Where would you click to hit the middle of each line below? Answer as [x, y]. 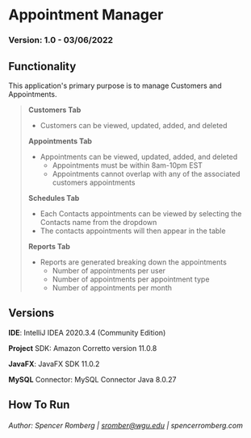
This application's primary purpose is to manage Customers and [115, 86]
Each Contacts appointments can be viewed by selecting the [141, 213]
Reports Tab [49, 246]
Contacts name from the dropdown [98, 222]
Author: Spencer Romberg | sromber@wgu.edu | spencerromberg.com [126, 425]
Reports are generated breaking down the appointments [134, 262]
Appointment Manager [86, 15]
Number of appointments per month [112, 287]
